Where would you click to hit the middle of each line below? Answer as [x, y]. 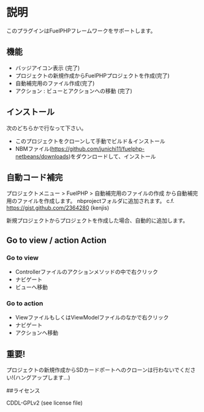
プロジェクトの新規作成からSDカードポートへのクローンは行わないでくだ [98, 370]
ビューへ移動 [31, 287]
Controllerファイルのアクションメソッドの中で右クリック [86, 272]
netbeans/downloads [42, 156]
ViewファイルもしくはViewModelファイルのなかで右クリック [92, 318]
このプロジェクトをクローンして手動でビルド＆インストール [90, 141]
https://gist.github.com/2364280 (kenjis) [58, 208]
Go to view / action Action [57, 240]
